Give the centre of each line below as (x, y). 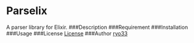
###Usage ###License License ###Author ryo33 (67, 33)
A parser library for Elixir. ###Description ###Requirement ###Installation (97, 27)
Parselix (27, 11)
